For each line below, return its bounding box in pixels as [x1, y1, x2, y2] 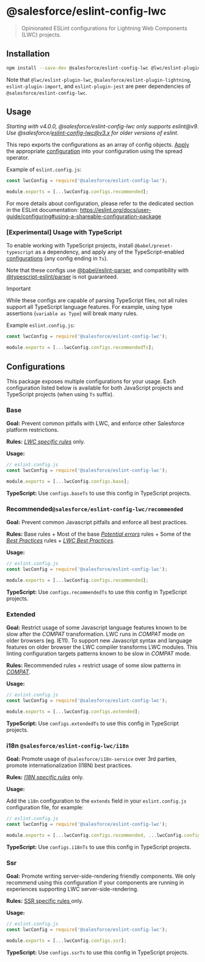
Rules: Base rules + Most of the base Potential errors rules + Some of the [6, 530, 191, 538]
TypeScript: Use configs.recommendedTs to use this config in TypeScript [6, 588, 187, 596]
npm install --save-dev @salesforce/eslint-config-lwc [6, 65, 149, 71]
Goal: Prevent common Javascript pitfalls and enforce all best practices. [6, 519, 188, 526]
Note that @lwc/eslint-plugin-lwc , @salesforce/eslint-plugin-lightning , [6, 76, 192, 83]
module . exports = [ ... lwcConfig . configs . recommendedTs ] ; [6, 344, 154, 351]
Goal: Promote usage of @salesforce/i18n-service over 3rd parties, [6, 756, 177, 763]
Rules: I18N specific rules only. [6, 774, 84, 781]
